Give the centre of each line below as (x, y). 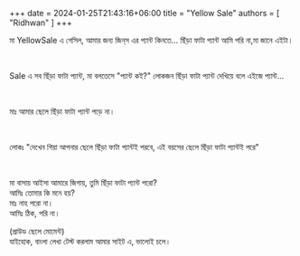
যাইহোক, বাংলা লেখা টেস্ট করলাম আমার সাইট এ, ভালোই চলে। (90, 242)
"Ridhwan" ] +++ (41, 23)
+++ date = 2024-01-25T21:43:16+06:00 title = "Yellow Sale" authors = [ (145, 13)
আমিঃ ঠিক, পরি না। (35, 213)
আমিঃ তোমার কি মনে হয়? (42, 193)
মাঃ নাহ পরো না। (32, 203)
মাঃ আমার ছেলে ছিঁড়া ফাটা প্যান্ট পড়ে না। (62, 111)
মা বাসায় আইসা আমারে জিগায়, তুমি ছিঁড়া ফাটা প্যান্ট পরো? (84, 183)
